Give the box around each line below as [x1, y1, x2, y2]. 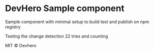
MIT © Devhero [5, 42, 37, 48]
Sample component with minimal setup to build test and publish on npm [5, 19, 149, 25]
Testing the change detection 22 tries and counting [5, 33, 109, 39]
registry [5, 24, 21, 29]
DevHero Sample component [5, 3, 125, 14]
